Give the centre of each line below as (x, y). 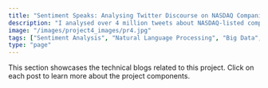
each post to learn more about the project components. (99, 76)
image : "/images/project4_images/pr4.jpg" (80, 30)
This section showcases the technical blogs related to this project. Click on (131, 67)
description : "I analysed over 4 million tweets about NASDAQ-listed (126, 23)
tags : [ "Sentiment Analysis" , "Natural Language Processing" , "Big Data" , (135, 38)
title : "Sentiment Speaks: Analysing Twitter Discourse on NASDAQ (121, 15)
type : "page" (30, 45)
